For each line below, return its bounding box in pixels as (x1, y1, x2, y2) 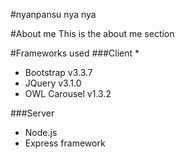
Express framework (24, 137, 106, 149)
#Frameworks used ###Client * (10, 47, 140, 59)
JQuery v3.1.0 (24, 77, 82, 89)
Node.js (24, 127, 58, 138)
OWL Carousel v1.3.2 (24, 88, 112, 99)
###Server (10, 107, 55, 119)
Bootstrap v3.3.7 (24, 67, 93, 78)
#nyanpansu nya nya (10, 9, 97, 20)
